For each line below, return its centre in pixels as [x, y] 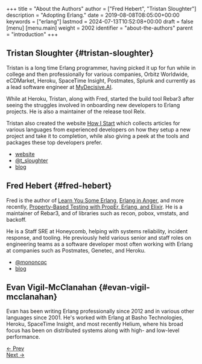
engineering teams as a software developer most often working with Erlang [99, 244]
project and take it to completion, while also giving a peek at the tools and [98, 136]
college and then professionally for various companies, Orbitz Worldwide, [98, 74]
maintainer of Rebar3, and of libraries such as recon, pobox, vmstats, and [97, 213]
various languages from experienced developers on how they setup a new [99, 130]
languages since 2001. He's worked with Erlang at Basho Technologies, [95, 318]
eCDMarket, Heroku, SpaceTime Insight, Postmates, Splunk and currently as [101, 80]
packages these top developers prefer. [54, 142]
